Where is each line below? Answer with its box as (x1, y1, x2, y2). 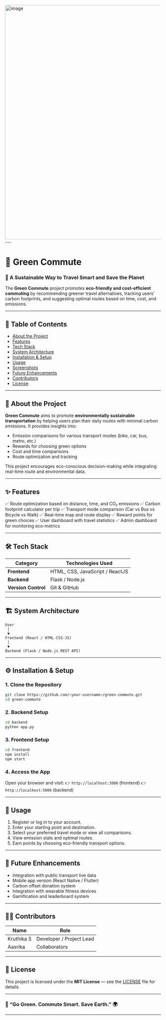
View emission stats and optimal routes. (12, 835, 94, 841)
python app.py (5, 725, 35, 730)
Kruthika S (7, 935, 32, 942)
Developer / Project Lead (36, 935, 94, 942)
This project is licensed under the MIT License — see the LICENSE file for (5, 978, 156, 984)
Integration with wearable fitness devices (12, 888, 96, 894)
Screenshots (12, 365, 39, 371)
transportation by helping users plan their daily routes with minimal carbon (5, 418, 158, 424)
